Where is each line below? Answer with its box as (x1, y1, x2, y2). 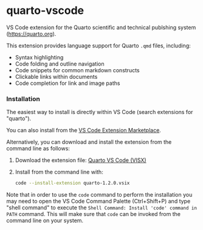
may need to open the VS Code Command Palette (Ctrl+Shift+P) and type (6, 198, 191, 205)
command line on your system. (6, 217, 84, 225)
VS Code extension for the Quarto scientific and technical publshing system (6, 24, 196, 31)
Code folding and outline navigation (15, 60, 105, 67)
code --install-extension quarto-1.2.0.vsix (15, 180, 130, 186)
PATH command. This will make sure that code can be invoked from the (6, 211, 181, 218)
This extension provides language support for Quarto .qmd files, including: (6, 42, 191, 49)
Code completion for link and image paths (15, 79, 120, 87)
